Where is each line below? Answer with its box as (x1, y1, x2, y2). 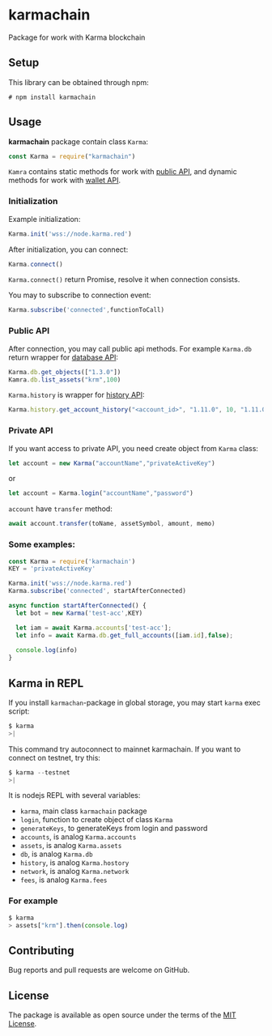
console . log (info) (15, 646, 79, 654)
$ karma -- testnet (8, 768, 70, 777)
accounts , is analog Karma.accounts (19, 832, 137, 842)
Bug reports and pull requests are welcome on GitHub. (8, 966, 190, 975)
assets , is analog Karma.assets (19, 841, 122, 851)
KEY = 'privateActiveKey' (8, 565, 96, 573)
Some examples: (8, 539, 75, 550)
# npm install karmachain (8, 93, 96, 101)
